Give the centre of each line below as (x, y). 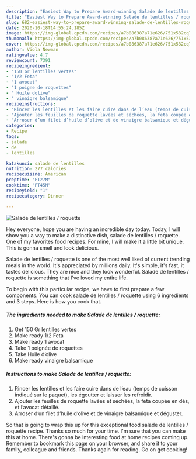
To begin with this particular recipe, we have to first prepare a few (85, 289)
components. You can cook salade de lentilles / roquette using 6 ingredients (97, 295)
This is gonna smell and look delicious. (52, 248)
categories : (20, 126)
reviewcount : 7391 (28, 60)
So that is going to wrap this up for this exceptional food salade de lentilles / (97, 425)
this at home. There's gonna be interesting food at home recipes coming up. (97, 437)
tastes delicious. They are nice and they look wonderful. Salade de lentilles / (97, 271)
